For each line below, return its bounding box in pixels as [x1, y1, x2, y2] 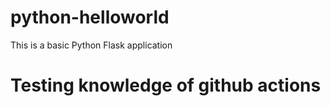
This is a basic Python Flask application [10, 39, 173, 51]
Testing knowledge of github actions [10, 74, 322, 97]
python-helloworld [10, 6, 170, 29]
